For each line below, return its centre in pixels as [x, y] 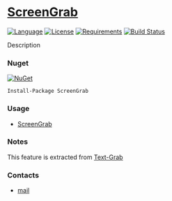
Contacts [23, 175]
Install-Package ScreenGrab [48, 91]
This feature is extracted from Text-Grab [65, 157]
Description [24, 45]
